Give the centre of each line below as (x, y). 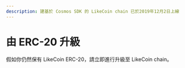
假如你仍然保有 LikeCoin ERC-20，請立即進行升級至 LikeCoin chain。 (89, 59)
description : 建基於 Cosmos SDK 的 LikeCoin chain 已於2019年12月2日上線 (93, 11)
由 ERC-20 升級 (43, 42)
